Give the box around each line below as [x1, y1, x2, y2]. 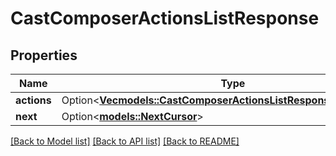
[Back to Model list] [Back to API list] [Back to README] [10, 135, 240, 147]
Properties [10, 47, 78, 64]
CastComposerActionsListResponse [10, 7, 320, 30]
